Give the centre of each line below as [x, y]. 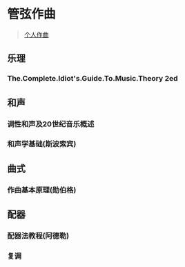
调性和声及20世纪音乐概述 [51, 123]
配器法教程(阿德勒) [38, 236]
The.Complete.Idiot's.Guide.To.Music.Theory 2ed [92, 79]
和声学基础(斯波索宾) [42, 144]
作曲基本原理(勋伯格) [42, 190]
